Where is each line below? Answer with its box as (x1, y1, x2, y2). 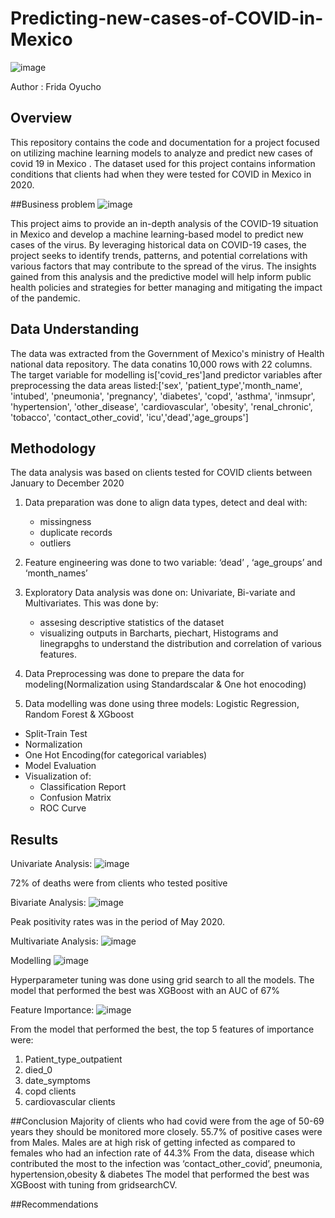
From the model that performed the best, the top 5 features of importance (10, 1023, 315, 1036)
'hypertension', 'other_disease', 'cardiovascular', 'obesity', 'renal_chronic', (10, 400, 313, 412)
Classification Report (39, 781, 127, 793)
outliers (39, 537, 72, 549)
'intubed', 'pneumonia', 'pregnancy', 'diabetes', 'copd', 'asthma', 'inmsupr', (10, 390, 316, 402)
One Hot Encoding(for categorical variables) (24, 749, 208, 761)
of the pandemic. (10, 292, 81, 304)
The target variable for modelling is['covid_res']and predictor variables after (10, 368, 323, 381)
